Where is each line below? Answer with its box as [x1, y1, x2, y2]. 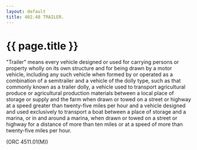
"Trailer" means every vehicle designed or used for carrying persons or [6, 59, 179, 66]
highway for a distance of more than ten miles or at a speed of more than [6, 121, 183, 128]
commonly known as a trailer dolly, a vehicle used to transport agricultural [6, 83, 186, 91]
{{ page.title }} [6, 39, 79, 53]
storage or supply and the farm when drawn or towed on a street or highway [6, 96, 191, 103]
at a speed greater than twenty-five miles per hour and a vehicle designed [6, 102, 186, 109]
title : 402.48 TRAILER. [6, 14, 65, 20]
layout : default [6, 8, 46, 15]
